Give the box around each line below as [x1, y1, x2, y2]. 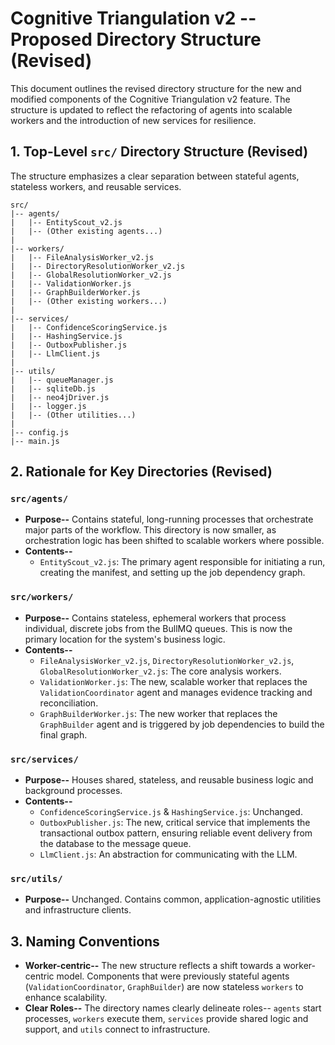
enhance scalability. [24, 992, 108, 1004]
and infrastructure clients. [24, 904, 132, 916]
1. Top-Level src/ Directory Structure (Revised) [10, 143, 309, 161]
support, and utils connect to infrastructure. [24, 1023, 211, 1036]
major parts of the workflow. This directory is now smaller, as [24, 524, 277, 536]
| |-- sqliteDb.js [10, 383, 97, 394]
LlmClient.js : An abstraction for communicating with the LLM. [39, 848, 298, 861]
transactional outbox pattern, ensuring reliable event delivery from [39, 827, 313, 839]
